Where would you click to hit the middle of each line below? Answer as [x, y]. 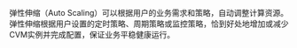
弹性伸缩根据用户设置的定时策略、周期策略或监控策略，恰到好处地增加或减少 [149, 24]
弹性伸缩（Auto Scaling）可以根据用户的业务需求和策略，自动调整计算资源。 [149, 13]
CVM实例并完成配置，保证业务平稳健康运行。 [92, 34]
